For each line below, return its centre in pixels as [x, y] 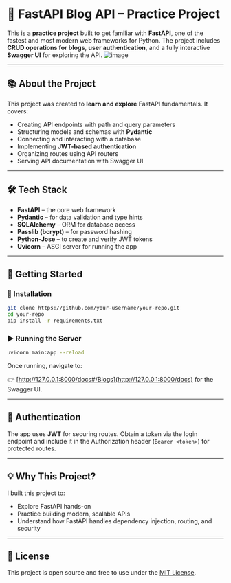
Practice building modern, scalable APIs [74, 514]
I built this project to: [36, 493]
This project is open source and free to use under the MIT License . [102, 573]
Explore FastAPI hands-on [54, 506]
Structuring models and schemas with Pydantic [85, 132]
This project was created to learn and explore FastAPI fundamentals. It [108, 104]
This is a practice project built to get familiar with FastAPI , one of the [106, 33]
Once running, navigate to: [45, 366]
